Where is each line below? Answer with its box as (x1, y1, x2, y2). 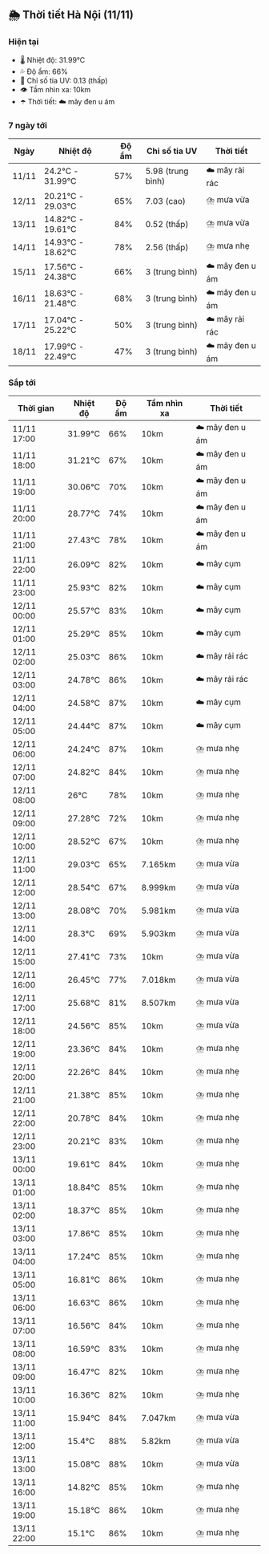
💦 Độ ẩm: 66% (19, 67, 68, 76)
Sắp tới (8, 377, 36, 388)
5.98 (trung (145, 165, 189, 176)
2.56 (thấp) (145, 241, 189, 253)
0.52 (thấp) (145, 218, 189, 229)
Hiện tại (8, 36, 39, 47)
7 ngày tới (8, 120, 48, 131)
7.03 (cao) (145, 195, 187, 206)
